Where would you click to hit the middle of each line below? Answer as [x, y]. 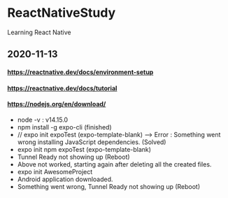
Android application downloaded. [65, 179]
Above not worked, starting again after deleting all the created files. [114, 164]
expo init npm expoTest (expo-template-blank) [84, 149]
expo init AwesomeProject [55, 171]
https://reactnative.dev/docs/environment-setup [80, 72]
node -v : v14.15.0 [43, 120]
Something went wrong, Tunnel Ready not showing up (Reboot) [109, 186]
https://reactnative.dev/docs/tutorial [62, 88]
